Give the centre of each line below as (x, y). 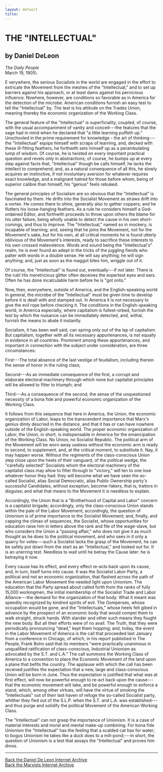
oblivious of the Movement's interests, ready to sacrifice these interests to (79, 240)
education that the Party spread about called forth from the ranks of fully (78, 587)
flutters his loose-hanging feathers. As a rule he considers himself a (73, 209)
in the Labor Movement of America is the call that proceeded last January (79, 633)
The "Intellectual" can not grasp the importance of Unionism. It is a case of (80, 720)
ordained (14, 214)
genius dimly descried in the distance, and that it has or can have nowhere (80, 424)
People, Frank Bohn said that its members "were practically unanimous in (78, 644)
